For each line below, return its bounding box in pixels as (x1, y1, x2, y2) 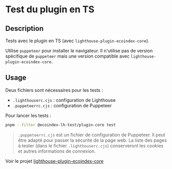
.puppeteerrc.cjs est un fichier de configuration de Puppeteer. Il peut (17, 132, 165, 138)
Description (5, 24, 44, 33)
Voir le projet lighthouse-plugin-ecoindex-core (5, 158, 104, 164)
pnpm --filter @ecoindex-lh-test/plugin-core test (5, 122, 116, 127)
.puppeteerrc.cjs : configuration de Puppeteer (12, 102, 112, 108)
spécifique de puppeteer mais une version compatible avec (5, 53, 130, 59)
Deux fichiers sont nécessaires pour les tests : (5, 87, 103, 93)
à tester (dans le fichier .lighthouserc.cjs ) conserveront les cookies (17, 142, 164, 148)
